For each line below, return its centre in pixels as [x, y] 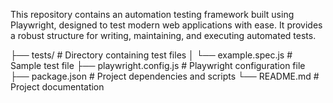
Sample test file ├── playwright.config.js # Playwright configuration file [158, 65]
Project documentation [57, 87]
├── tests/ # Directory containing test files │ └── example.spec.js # [151, 55]
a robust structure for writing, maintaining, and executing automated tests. [163, 35]
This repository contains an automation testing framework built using [152, 14]
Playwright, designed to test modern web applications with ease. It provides [166, 25]
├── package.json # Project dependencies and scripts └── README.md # [165, 76]
